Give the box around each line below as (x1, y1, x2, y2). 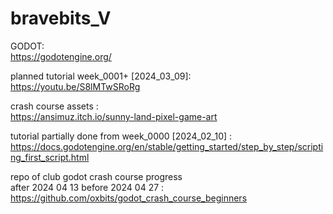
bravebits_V (10, 7, 112, 30)
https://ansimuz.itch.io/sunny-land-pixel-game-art (10, 110, 218, 122)
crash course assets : (10, 100, 99, 112)
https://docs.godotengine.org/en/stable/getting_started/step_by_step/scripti (10, 140, 324, 152)
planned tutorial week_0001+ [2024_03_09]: (10, 70, 192, 82)
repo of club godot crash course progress (10, 170, 183, 182)
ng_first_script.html (10, 151, 90, 163)
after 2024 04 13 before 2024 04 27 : (10, 181, 165, 193)
